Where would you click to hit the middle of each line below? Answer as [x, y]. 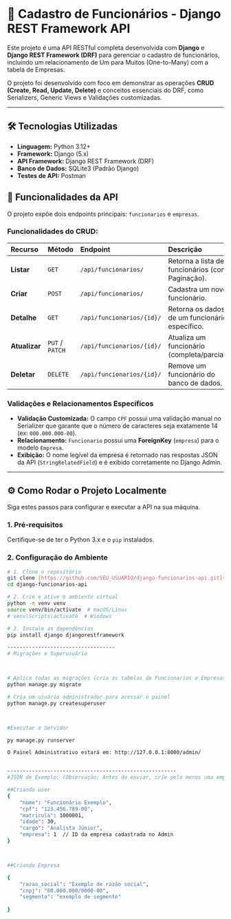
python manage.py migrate [44, 685]
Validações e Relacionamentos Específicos [80, 403]
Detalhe [24, 318]
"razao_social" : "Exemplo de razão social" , [84, 884]
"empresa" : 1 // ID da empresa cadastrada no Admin [97, 834]
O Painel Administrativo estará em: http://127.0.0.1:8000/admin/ [104, 753]
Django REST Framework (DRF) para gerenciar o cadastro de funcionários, [113, 55]
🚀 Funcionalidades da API [63, 198]
